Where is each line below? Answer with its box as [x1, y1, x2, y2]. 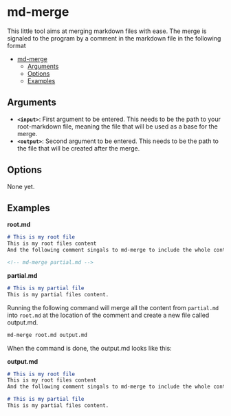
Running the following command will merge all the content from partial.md [7, 303, 219, 311]
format [7, 41, 26, 50]
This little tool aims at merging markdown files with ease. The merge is [7, 27, 207, 35]
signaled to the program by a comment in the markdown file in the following [7, 34, 221, 42]
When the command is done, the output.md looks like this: [7, 344, 172, 352]
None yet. [7, 182, 35, 190]
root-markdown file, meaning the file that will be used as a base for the [16, 122, 218, 131]
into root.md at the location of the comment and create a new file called [7, 311, 210, 319]
